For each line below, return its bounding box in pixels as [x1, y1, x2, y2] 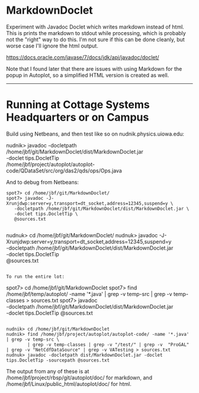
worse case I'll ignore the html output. [6, 42, 99, 49]
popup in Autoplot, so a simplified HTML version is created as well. [6, 71, 169, 78]
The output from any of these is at [6, 367, 89, 375]
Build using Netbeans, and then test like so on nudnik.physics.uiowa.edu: [6, 130, 185, 137]
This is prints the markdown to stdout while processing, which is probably [6, 29, 187, 36]
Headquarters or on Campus [6, 111, 149, 124]
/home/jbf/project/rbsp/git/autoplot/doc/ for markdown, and [6, 374, 153, 381]
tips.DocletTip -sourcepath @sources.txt [6, 357, 110, 363]
